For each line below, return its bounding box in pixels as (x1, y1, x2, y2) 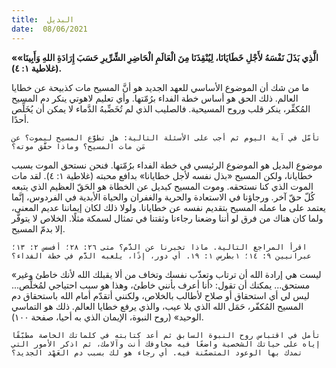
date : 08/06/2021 (11, 24, 88, 34)
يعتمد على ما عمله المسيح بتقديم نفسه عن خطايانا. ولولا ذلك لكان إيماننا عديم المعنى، (11, 201, 326, 213)
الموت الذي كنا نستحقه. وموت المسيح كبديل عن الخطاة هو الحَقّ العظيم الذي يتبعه (11, 180, 314, 192)
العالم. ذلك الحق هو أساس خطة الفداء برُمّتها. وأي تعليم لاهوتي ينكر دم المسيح (11, 92, 299, 104)
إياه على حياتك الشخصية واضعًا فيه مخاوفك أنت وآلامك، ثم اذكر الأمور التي (11, 339, 321, 349)
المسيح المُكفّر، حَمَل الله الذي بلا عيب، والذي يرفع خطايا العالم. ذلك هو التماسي (11, 300, 304, 312)
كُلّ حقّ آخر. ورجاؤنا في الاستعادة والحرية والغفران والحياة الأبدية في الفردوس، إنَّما (11, 191, 316, 203)
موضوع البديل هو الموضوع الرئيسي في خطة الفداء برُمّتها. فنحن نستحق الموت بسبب (11, 159, 323, 171)
